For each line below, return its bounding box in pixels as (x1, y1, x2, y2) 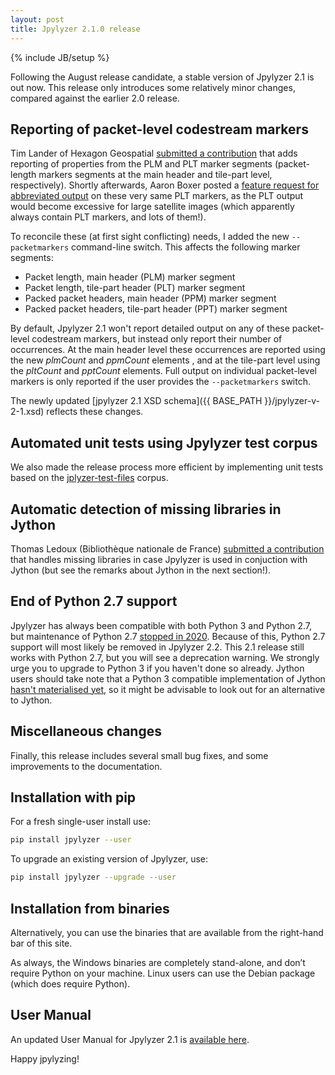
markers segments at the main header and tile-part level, (38, 169, 273, 181)
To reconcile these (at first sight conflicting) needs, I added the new (10, 231, 290, 243)
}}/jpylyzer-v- (264, 395, 320, 407)
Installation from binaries (10, 900, 170, 917)
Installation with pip (10, 789, 137, 806)
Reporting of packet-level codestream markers (10, 121, 309, 138)
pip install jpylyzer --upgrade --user (10, 872, 177, 883)
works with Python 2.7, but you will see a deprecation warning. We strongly (10, 651, 320, 663)
